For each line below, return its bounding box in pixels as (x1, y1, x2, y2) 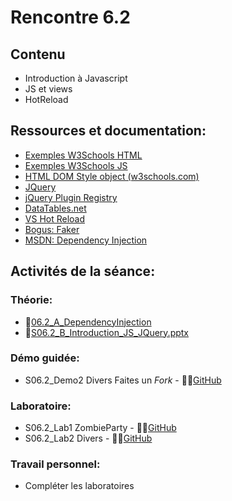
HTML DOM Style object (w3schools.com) (24, 170, 200, 182)
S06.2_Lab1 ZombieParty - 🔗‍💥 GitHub (24, 422, 177, 434)
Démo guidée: (10, 351, 80, 365)
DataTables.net (24, 202, 87, 214)
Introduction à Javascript (24, 72, 128, 84)
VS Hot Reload (24, 212, 86, 225)
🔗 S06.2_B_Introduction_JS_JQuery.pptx (24, 326, 190, 338)
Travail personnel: (10, 457, 101, 471)
